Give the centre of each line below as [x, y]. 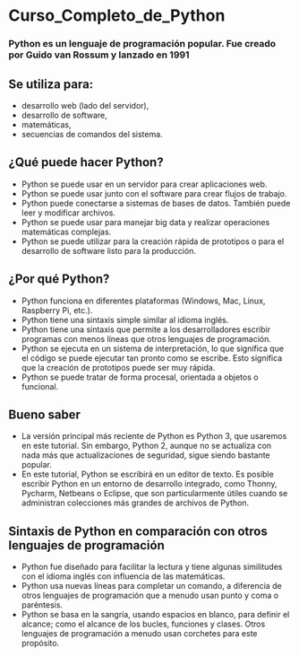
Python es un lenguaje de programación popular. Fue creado [142, 44]
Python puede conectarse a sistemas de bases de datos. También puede [156, 203]
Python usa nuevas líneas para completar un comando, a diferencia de [152, 586]
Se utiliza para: [51, 84]
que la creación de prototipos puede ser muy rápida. [118, 367]
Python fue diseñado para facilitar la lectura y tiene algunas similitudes [152, 567]
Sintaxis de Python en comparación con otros [138, 531]
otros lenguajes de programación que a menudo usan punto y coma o [150, 596]
